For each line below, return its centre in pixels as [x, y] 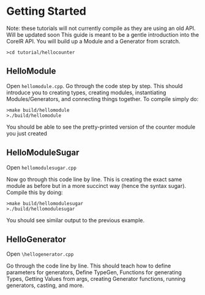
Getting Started [47, 11]
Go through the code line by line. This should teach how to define [89, 266]
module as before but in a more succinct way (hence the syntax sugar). [96, 185]
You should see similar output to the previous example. [76, 220]
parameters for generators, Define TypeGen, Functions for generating [94, 272]
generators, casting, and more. [45, 285]
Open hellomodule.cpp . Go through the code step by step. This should [95, 86]
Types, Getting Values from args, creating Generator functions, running [96, 279]
